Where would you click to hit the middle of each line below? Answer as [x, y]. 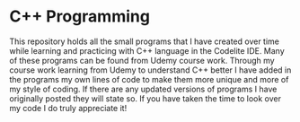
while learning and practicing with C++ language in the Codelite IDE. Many [147, 50]
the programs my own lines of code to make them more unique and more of [149, 79]
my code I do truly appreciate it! [68, 108]
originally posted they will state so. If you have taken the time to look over [145, 98]
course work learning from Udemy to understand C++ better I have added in [150, 70]
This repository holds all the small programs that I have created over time [145, 41]
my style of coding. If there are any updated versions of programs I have [143, 89]
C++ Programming [80, 17]
